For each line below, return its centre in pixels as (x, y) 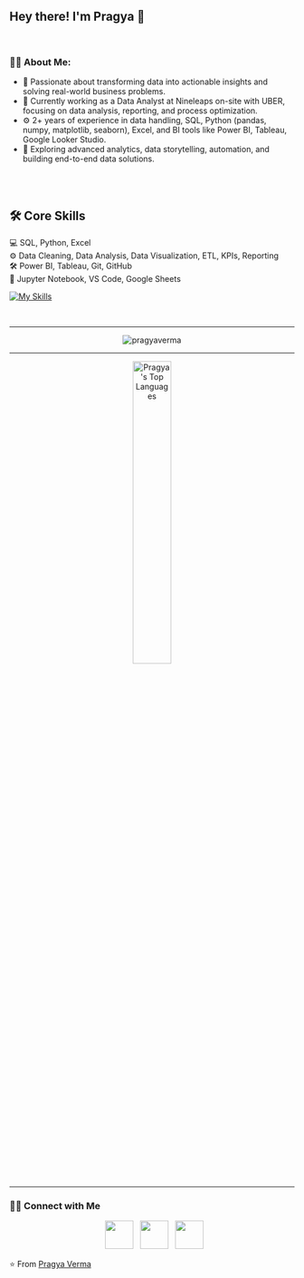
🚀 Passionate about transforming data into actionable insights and (145, 82)
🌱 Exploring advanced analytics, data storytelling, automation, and (146, 150)
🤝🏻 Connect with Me (55, 1205)
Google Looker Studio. (64, 140)
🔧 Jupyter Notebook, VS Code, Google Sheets (95, 278)
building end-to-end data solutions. (89, 159)
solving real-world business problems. (94, 92)
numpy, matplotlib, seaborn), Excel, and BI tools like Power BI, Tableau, (155, 130)
